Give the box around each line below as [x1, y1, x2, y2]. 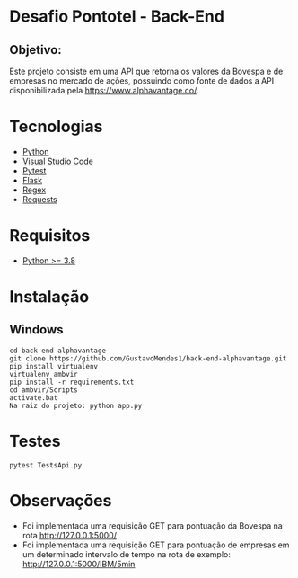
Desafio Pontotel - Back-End [9, 6, 224, 27]
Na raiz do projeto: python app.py [9, 401, 143, 410]
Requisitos [9, 226, 91, 246]
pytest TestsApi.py [9, 460, 83, 469]
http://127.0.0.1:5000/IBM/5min [22, 558, 136, 569]
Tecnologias [9, 117, 103, 137]
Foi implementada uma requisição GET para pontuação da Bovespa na [22, 520, 283, 531]
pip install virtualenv [9, 361, 99, 370]
